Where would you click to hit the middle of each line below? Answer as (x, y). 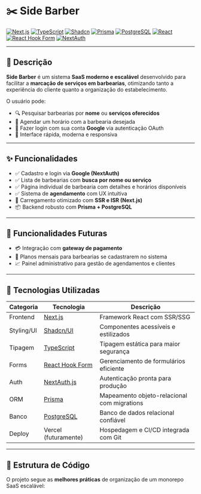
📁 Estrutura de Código (48, 465)
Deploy (19, 434)
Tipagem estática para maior (140, 344)
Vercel (53, 430)
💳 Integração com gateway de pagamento (68, 248)
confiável (112, 420)
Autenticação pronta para (135, 379)
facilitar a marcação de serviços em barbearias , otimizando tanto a (90, 83)
